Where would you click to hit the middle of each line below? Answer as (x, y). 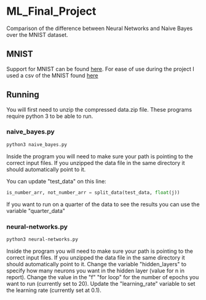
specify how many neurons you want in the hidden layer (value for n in (95, 271)
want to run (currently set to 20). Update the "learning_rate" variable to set (101, 283)
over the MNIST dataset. (37, 34)
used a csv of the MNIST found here (52, 75)
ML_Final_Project (51, 11)
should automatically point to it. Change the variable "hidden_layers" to (96, 264)
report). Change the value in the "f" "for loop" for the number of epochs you (103, 277)
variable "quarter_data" (36, 210)
